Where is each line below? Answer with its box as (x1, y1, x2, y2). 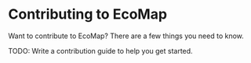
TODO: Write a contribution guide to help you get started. (8, 46, 194, 55)
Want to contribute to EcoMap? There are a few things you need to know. (8, 31, 245, 40)
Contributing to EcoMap (8, 5, 167, 23)
